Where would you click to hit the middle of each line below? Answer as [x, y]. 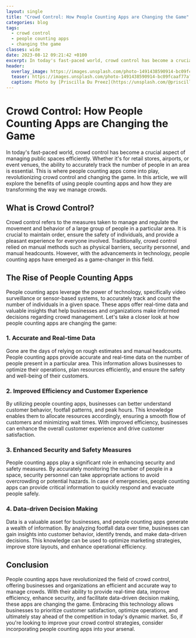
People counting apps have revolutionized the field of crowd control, [88, 579]
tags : [13, 28]
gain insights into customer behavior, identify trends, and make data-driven [96, 534]
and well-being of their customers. [48, 376]
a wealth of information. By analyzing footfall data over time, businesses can [98, 528]
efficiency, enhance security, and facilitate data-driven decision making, [93, 598]
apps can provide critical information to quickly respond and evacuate [90, 488]
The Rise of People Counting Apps [69, 278]
